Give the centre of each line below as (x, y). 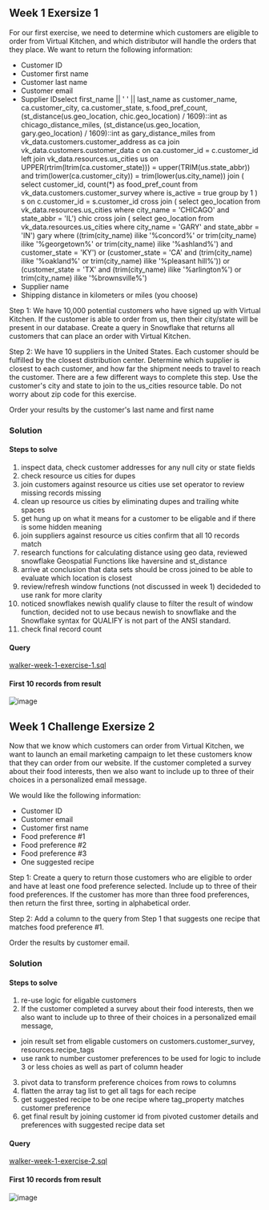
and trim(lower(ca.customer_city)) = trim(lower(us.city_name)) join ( (132, 175)
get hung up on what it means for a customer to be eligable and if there (138, 518)
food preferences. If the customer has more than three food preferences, (129, 895)
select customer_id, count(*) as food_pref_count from (109, 184)
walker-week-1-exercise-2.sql (58, 1161)
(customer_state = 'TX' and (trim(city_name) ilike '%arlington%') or (131, 269)
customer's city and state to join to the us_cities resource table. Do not (126, 385)
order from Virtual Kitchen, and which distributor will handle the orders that (133, 41)
